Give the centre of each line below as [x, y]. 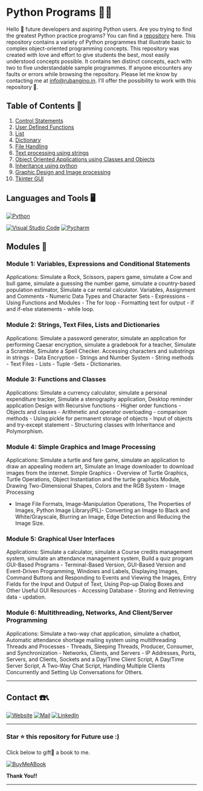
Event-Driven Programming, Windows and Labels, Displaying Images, [93, 571]
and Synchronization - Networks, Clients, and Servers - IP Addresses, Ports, [101, 652]
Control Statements [39, 120]
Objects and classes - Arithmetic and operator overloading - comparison [97, 412]
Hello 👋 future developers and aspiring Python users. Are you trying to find [99, 29]
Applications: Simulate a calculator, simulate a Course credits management [99, 552]
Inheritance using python [46, 165]
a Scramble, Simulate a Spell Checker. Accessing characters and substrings [101, 351]
